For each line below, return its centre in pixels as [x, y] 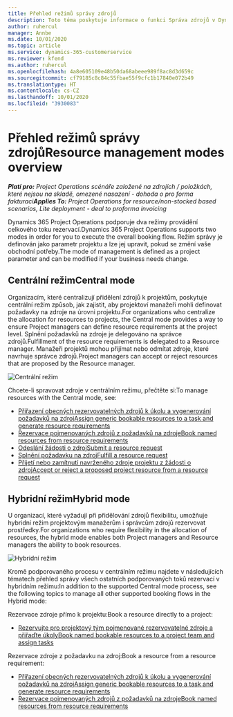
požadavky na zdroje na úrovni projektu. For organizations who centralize [112, 311]
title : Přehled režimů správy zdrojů [62, 13]
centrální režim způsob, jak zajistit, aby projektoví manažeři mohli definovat [115, 305]
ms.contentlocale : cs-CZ [44, 91]
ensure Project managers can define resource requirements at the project [113, 327]
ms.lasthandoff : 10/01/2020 [48, 98]
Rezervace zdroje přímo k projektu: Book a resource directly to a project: [110, 615]
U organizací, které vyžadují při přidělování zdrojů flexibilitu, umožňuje [108, 516]
